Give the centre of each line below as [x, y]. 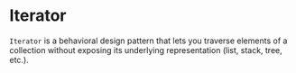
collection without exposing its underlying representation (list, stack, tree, [146, 50]
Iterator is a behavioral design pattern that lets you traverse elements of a [148, 41]
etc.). [19, 59]
